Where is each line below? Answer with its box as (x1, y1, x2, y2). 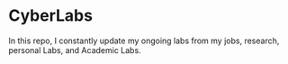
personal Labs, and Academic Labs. (8, 44, 141, 55)
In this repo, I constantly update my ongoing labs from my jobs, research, (8, 35, 280, 46)
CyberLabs (8, 5, 94, 26)
